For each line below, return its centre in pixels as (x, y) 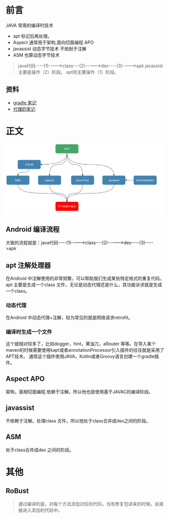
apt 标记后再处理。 (32, 36)
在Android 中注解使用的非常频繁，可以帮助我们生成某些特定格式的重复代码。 (85, 278)
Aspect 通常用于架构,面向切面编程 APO (53, 42)
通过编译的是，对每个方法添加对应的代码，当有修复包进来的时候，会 (89, 504)
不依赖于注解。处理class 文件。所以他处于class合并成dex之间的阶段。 (78, 420)
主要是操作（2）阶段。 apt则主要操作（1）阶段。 (68, 72)
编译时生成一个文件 (29, 332)
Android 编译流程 (33, 230)
